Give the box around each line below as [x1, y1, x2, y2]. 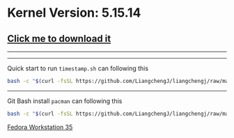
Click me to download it [7, 33, 111, 45]
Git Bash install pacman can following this [7, 96, 123, 105]
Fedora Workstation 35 [7, 123, 73, 131]
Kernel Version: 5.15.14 [7, 5, 141, 21]
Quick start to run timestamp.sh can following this [7, 64, 148, 72]
